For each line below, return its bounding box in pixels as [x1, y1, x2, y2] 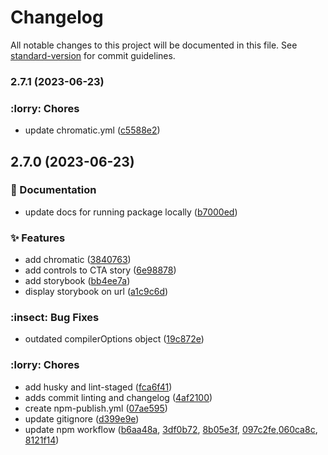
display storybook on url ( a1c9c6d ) [24, 286, 169, 298]
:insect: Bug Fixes [10, 311, 100, 325]
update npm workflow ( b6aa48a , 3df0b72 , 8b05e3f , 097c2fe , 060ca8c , [24, 423, 318, 435]
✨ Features [10, 231, 66, 245]
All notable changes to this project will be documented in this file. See [10, 39, 298, 51]
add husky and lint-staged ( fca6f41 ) [24, 381, 173, 393]
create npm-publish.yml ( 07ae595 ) [24, 402, 168, 414]
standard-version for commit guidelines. [10, 49, 176, 61]
